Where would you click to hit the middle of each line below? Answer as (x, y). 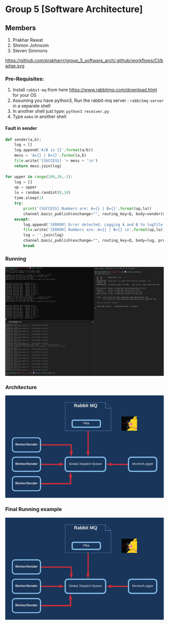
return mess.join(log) (38, 166)
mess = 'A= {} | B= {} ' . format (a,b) (50, 155)
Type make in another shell (39, 116)
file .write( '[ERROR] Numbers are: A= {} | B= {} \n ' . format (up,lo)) (94, 230)
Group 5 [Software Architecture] (74, 9)
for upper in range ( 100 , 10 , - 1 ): (39, 177)
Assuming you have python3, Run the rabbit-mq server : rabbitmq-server (88, 101)
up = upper (26, 187)
